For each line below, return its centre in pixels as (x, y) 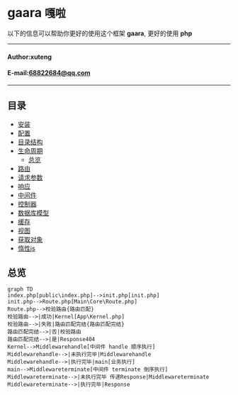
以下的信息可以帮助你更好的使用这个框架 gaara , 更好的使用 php (100, 33)
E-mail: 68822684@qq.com (49, 73)
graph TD (20, 289)
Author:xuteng (29, 57)
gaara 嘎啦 (36, 13)
